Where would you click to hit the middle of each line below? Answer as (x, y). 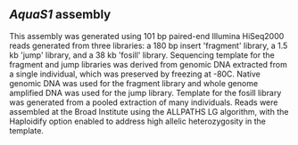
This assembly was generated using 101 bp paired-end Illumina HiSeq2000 (147, 36)
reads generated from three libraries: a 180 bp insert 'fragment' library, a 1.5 (149, 45)
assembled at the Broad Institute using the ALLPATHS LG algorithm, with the (149, 111)
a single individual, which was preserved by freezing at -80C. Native (135, 74)
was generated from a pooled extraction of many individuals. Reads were (144, 102)
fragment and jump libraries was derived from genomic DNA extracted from (148, 64)
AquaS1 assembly (60, 15)
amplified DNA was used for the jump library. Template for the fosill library (145, 93)
